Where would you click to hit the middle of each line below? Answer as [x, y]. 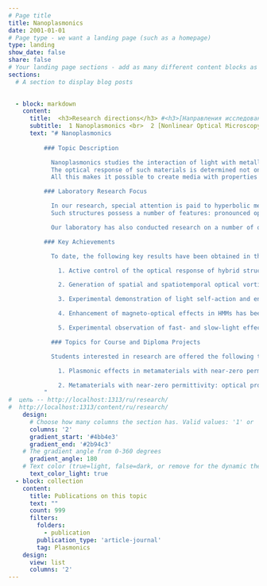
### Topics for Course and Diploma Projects [126, 342]
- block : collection [49, 481]
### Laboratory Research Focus [95, 191]
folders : [51, 526]
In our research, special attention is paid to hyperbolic [150, 206]
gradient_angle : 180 [63, 459]
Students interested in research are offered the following [152, 357]
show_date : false [37, 52]
